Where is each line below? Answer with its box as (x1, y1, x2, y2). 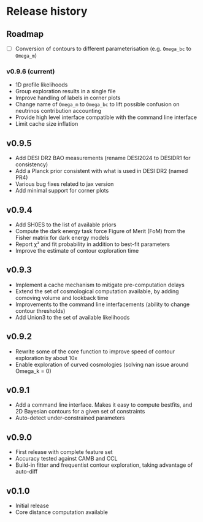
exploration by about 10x (15, 354, 78, 361)
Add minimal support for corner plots (15, 187, 109, 194)
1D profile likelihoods (15, 81, 68, 88)
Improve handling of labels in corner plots (15, 94, 121, 102)
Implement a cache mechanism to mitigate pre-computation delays (15, 281, 185, 288)
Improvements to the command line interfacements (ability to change (15, 301, 190, 308)
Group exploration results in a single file (15, 88, 116, 95)
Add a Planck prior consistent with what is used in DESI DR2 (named (15, 167, 188, 175)
